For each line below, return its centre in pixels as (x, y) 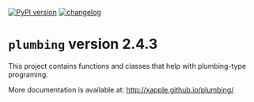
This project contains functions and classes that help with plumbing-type (127, 66)
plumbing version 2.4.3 (83, 44)
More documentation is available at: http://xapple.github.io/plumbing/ (121, 89)
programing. (28, 74)
